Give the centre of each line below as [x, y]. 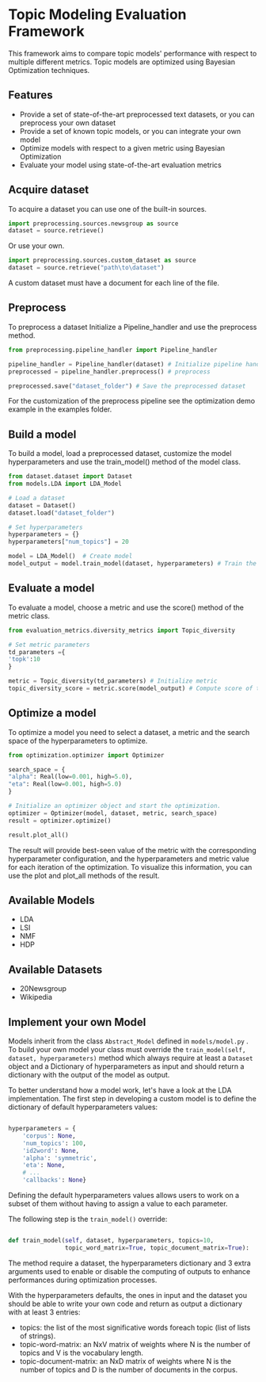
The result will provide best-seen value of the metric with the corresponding [133, 850]
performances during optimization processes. [83, 1280]
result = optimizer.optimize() [60, 821]
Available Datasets [55, 969]
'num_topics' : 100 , [55, 1143]
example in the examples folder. [60, 409]
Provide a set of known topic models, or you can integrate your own [130, 131]
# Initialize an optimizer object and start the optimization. [115, 806]
